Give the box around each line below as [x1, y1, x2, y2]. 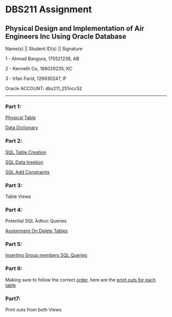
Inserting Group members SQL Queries [5, 252, 88, 259]
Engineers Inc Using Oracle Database [5, 32, 127, 41]
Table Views [5, 193, 31, 200]
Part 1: [5, 103, 21, 110]
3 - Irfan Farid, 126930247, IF [5, 75, 67, 82]
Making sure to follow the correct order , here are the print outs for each [5, 276, 156, 283]
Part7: [5, 295, 21, 302]
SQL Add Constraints [5, 169, 50, 175]
